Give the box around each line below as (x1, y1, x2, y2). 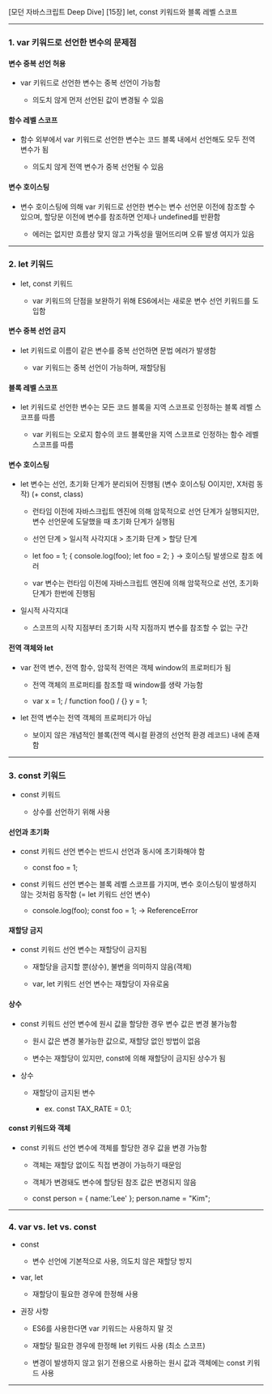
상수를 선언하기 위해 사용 (32, 806, 111, 816)
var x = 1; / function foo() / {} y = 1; (32, 695, 147, 706)
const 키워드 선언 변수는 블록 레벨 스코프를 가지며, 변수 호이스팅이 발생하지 (19, 879, 257, 889)
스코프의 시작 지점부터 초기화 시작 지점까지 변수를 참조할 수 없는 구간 (32, 623, 249, 633)
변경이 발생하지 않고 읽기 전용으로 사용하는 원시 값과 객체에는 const (32, 1358, 245, 1368)
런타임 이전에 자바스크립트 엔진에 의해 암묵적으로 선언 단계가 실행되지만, (32, 507, 260, 516)
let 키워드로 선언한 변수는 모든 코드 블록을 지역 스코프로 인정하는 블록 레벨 (19, 402, 253, 412)
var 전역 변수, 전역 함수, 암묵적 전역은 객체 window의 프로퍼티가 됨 (19, 662, 232, 672)
